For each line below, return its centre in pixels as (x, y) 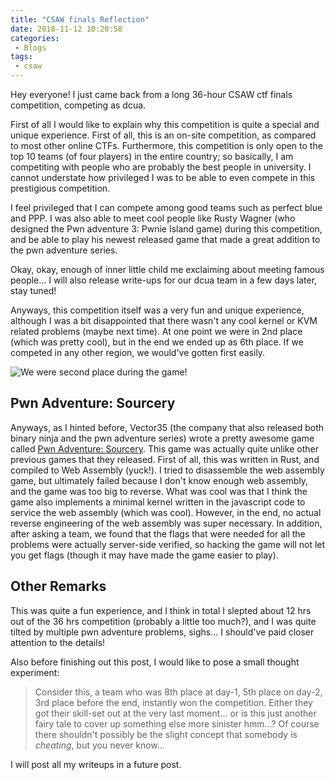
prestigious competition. (60, 188)
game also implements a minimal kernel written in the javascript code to (158, 502)
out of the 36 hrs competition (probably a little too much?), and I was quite (163, 621)
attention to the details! (58, 642)
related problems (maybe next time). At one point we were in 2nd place (156, 331)
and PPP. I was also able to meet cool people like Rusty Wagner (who (153, 218)
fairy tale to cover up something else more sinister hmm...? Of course (177, 723)
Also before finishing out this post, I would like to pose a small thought (155, 662)
